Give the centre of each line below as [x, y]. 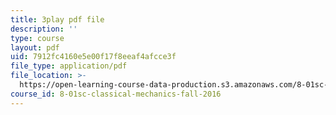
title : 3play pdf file [57, 19]
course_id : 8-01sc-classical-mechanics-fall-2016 [116, 94]
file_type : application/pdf [69, 66]
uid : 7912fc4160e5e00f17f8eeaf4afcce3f [93, 57]
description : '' [44, 29]
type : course [37, 38]
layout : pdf [35, 47]
